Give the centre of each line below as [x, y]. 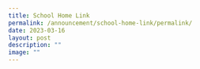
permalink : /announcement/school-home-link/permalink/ [100, 23]
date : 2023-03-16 [37, 30]
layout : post [30, 38]
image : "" [25, 52]
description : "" [35, 45]
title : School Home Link [49, 15]
